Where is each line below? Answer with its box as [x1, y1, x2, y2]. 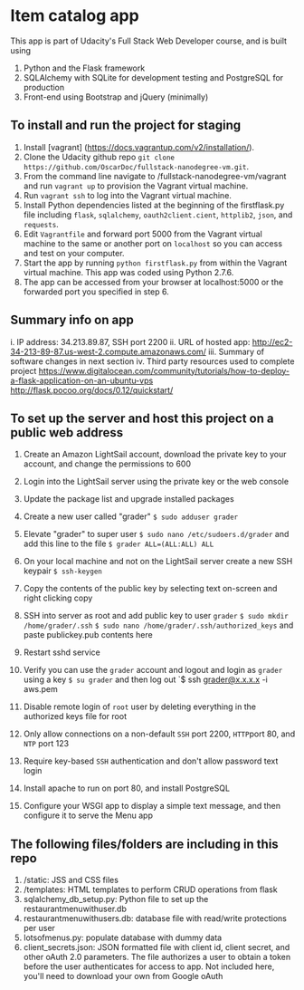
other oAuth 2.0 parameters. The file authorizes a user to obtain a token [23, 952, 291, 963]
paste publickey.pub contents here [23, 630, 153, 640]
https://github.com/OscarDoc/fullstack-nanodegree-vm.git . [23, 160, 250, 172]
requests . [23, 218, 60, 229]
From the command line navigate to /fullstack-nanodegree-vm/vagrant [23, 170, 287, 181]
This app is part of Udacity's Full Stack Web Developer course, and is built [10, 35, 288, 46]
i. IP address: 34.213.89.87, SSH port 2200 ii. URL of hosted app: [10, 336, 251, 347]
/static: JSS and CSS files [23, 875, 119, 886]
